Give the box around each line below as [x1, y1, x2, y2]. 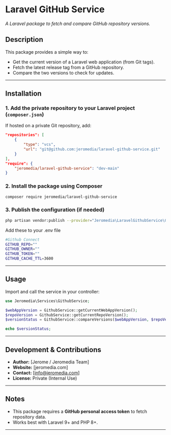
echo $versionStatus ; [5, 326, 51, 332]
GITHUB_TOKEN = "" [5, 251, 40, 257]
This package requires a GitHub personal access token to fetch [12, 408, 148, 415]
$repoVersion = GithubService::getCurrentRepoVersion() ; [5, 312, 129, 317]
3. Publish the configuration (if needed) [5, 206, 105, 213]
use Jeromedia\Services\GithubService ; [5, 298, 90, 304]
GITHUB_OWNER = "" [5, 246, 40, 251]
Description [5, 35, 43, 44]
